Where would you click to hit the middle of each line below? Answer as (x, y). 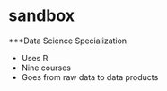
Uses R (35, 58)
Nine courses (46, 68)
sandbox (42, 16)
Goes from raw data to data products (90, 77)
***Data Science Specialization (68, 41)
